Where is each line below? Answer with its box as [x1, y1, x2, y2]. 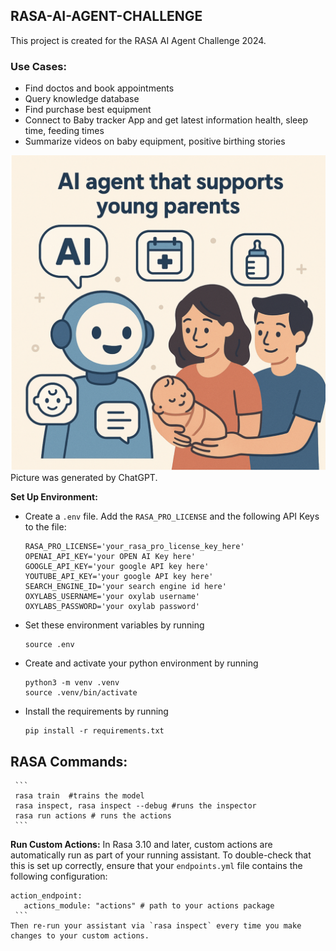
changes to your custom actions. [10, 930, 150, 941]
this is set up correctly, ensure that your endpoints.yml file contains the [10, 859, 303, 871]
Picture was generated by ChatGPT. [10, 472, 158, 484]
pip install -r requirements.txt [24, 726, 165, 736]
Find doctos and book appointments [24, 82, 175, 94]
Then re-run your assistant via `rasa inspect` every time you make [10, 920, 302, 931]
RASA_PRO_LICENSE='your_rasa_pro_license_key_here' [24, 542, 245, 552]
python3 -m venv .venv [24, 678, 120, 688]
